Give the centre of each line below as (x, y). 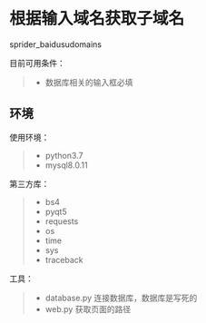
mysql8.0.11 (66, 165)
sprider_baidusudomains (56, 44)
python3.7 (64, 155)
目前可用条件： (37, 63)
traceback (64, 259)
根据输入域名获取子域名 (97, 19)
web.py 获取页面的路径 (88, 308)
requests (62, 221)
